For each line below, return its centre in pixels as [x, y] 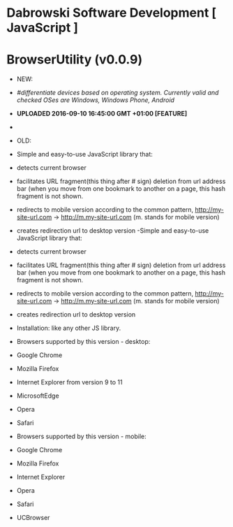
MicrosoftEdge [38, 396]
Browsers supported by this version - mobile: [82, 436]
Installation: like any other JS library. [69, 328]
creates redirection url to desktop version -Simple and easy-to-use [113, 231]
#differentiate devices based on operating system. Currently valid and [118, 93]
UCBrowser [33, 518]
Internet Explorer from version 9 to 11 [69, 382]
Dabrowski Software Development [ [112, 13]
